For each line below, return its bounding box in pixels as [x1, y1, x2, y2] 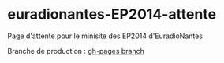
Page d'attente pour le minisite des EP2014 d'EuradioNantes [7, 31, 203, 40]
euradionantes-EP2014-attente [7, 5, 217, 23]
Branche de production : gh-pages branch [7, 46, 145, 55]
